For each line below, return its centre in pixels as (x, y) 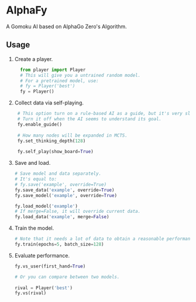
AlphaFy (27, 10)
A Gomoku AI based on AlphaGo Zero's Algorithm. (66, 26)
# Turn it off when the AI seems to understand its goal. (90, 119)
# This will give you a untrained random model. (80, 75)
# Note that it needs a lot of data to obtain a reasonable (89, 239)
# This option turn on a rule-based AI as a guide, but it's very (100, 114)
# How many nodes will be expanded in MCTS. (72, 135)
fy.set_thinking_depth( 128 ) (51, 141)
